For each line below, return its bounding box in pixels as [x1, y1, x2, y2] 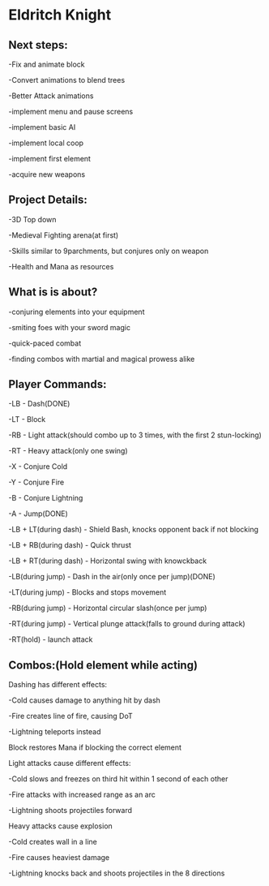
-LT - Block [8, 415, 46, 424]
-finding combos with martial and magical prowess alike [8, 354, 195, 363]
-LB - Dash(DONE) [8, 399, 70, 409]
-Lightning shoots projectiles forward [8, 806, 132, 815]
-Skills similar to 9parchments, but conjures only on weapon [8, 246, 209, 256]
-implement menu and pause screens [8, 107, 134, 116]
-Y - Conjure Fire [8, 477, 65, 488]
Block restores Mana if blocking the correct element [8, 742, 182, 752]
